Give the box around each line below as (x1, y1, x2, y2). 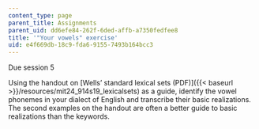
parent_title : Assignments (8, 19, 97, 27)
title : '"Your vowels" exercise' (8, 33, 118, 42)
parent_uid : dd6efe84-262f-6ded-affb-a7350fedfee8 (8, 26, 178, 34)
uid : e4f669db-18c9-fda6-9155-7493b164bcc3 (8, 41, 154, 49)
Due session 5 (8, 63, 55, 72)
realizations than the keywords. (8, 112, 111, 121)
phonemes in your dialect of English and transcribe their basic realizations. (8, 95, 251, 104)
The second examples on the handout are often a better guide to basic (8, 104, 238, 113)
